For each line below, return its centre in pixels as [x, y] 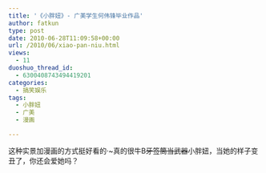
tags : [17, 98]
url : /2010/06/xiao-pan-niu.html [64, 46]
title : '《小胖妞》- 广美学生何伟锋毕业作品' [76, 16]
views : [19, 53]
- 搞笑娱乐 [31, 90]
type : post [26, 30]
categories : [28, 82]
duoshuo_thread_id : [41, 68]
